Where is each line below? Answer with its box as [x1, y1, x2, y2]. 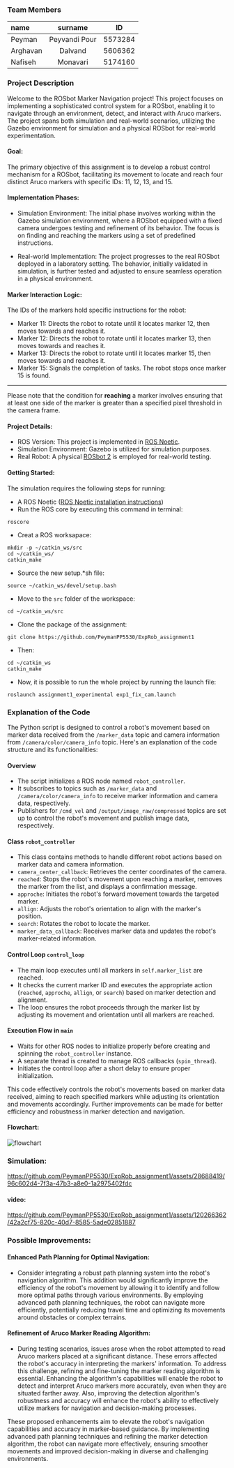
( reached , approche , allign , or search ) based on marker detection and [17, 988, 217, 996]
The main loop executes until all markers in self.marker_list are [17, 966, 203, 974]
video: [7, 1195, 26, 1204]
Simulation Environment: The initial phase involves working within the [17, 209, 216, 217]
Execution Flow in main [7, 1026, 74, 1035]
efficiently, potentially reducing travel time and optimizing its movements [17, 1305, 226, 1314]
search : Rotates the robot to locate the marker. [17, 920, 150, 928]
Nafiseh [10, 57, 37, 67]
